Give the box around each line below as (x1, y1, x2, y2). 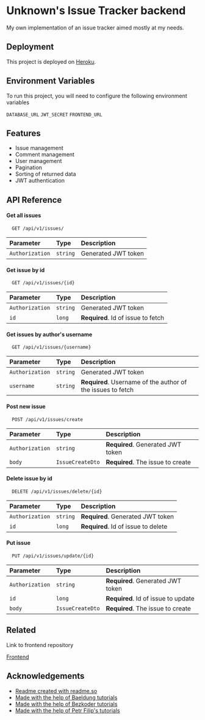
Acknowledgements (6, 671, 85, 681)
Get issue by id (6, 266, 45, 273)
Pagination (15, 164, 43, 172)
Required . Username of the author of (81, 378, 187, 387)
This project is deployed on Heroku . (6, 58, 96, 65)
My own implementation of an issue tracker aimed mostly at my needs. (6, 24, 184, 31)
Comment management (15, 151, 75, 158)
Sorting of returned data (15, 170, 76, 178)
